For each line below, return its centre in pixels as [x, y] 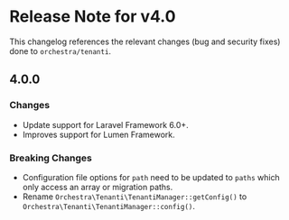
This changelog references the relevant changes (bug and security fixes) [145, 41]
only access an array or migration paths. [98, 187]
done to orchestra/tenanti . [60, 50]
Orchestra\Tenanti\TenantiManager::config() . [109, 206]
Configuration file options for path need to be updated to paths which [151, 177]
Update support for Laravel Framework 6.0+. [106, 124]
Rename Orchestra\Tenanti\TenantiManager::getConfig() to [135, 197]
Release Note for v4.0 [93, 17]
